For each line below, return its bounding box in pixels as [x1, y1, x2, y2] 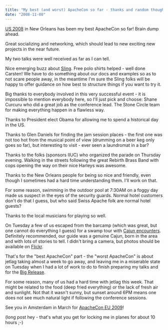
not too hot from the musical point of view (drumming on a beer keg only [5, 137, 155, 143]
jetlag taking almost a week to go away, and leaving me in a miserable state [5, 258, 160, 265]
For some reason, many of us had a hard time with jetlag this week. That [5, 279, 154, 285]
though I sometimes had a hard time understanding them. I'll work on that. [5, 177, 157, 183]
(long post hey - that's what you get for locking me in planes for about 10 [5, 314, 155, 320]
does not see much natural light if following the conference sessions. [5, 295, 147, 301]
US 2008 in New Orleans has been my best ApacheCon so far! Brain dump [5, 25, 159, 31]
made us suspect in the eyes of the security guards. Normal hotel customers [5, 192, 163, 198]
